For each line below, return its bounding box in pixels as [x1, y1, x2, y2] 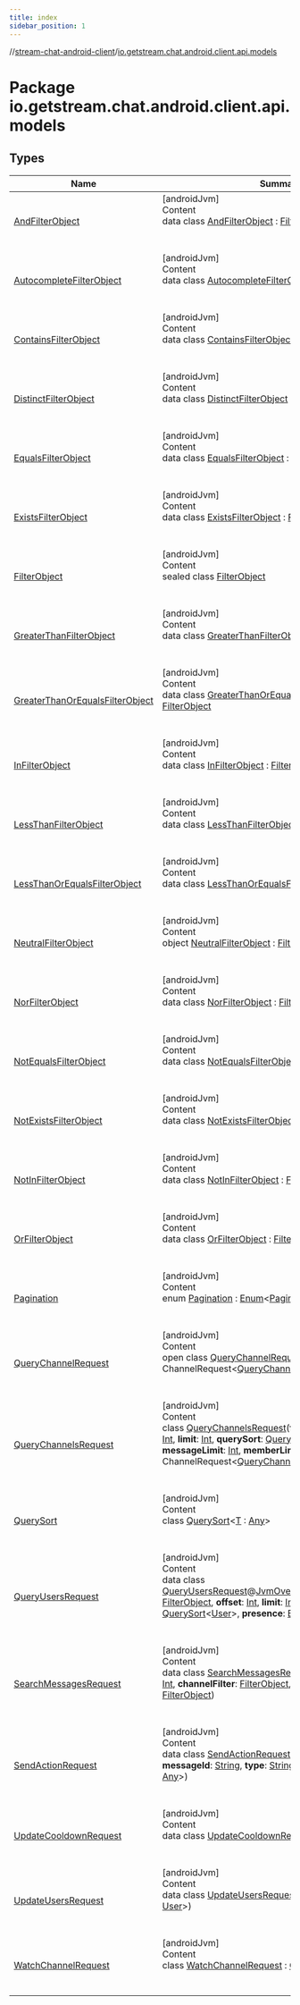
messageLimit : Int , [162, 1444, 242, 1456]
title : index [9, 13, 58, 22]
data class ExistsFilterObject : [162, 510, 286, 523]
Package [9, 77, 76, 97]
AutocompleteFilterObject [13, 274, 122, 286]
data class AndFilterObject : [162, 215, 279, 227]
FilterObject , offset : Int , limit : [162, 1596, 284, 1608]
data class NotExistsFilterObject [162, 1114, 296, 1126]
